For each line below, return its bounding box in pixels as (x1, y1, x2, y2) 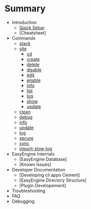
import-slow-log (19, 146, 52, 152)
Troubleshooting (11, 188, 45, 194)
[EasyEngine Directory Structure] (19, 177, 87, 183)
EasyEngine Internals (11, 151, 55, 157)
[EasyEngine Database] (19, 156, 67, 162)
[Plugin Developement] (19, 182, 66, 188)
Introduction (11, 19, 37, 25)
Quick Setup (19, 24, 45, 30)
